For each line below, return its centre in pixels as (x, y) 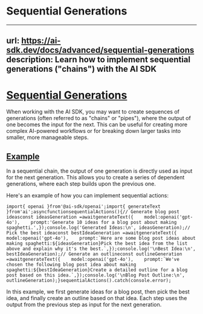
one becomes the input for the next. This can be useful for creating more (97, 124)
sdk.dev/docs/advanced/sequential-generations (100, 50)
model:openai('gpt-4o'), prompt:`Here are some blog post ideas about (101, 239)
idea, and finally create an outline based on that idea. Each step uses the (97, 298)
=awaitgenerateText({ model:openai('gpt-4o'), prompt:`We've (93, 260)
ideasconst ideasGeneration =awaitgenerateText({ (70, 217)
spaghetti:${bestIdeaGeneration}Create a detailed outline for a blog (97, 270)
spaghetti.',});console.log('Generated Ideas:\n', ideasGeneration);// (98, 228)
